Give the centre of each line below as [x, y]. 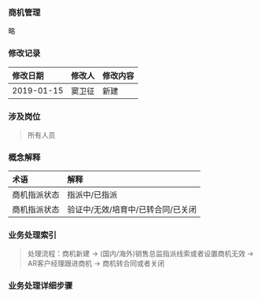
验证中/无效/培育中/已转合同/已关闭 [132, 210]
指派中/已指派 [92, 195]
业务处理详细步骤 [40, 286]
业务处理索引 [33, 235]
